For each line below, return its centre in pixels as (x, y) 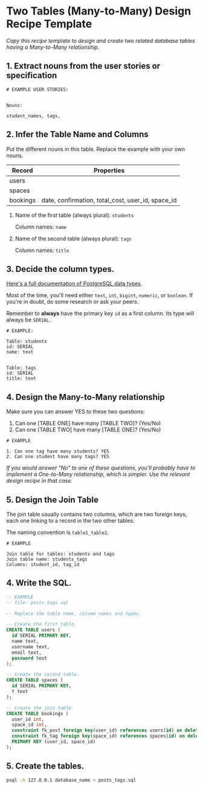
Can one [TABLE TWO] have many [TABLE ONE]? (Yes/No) (88, 430)
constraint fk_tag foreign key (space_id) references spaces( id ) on (98, 736)
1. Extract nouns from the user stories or (83, 66)
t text (20, 692)
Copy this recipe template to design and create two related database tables (101, 40)
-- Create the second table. (43, 675)
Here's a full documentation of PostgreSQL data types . (74, 284)
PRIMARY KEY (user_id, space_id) (54, 742)
